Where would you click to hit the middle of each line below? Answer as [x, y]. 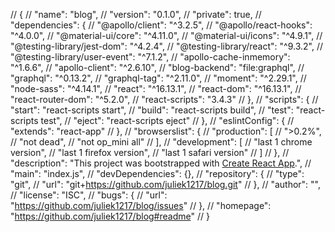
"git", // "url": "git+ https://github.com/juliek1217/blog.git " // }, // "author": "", [166, 184]
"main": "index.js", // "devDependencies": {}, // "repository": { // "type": [157, 173]
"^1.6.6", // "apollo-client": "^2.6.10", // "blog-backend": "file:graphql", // [157, 67]
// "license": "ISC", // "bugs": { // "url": [89, 195]
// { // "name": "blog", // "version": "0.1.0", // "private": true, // [136, 14]
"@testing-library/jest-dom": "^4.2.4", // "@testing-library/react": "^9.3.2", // [166, 46]
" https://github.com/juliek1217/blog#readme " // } [110, 216]
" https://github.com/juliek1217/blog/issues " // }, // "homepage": [141, 205]
